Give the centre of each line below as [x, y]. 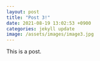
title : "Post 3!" [28, 18]
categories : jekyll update [41, 29]
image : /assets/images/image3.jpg [50, 34]
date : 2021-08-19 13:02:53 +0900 [49, 23]
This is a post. [24, 51]
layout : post [23, 12]
